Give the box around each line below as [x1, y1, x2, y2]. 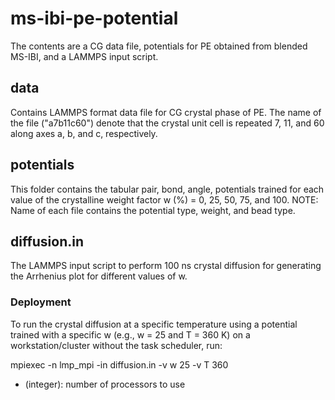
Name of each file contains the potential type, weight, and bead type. [10, 204, 296, 216]
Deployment [10, 295, 72, 309]
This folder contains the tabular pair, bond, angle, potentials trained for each [10, 183, 325, 195]
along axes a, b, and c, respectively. [10, 127, 158, 139]
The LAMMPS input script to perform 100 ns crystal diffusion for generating [10, 260, 322, 272]
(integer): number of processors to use [24, 378, 186, 390]
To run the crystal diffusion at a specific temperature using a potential [10, 318, 298, 330]
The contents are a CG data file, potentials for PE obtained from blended [10, 40, 308, 52]
